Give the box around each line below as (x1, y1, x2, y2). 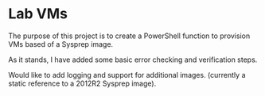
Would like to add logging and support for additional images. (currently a (8, 70, 246, 79)
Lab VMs (8, 5, 68, 23)
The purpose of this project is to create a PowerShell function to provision (8, 31, 251, 40)
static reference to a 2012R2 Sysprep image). (8, 79, 157, 88)
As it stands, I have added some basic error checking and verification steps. (8, 55, 258, 64)
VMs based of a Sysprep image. (8, 39, 114, 48)
